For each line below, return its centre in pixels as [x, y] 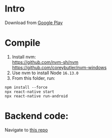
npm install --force [26, 87]
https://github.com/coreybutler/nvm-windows [59, 67]
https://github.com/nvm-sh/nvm [45, 62]
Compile [23, 43]
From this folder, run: [34, 78]
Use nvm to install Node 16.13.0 [45, 73]
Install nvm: [24, 57]
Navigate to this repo [26, 130]
